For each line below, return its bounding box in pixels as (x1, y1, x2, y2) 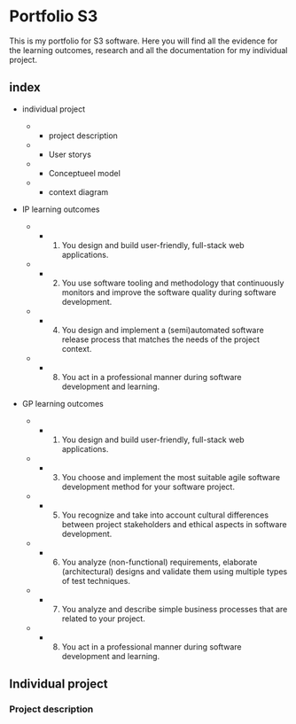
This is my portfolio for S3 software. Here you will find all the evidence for (9, 35, 278, 46)
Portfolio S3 (9, 6, 98, 27)
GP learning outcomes (21, 398, 104, 409)
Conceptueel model (48, 167, 121, 178)
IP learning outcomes (21, 204, 100, 214)
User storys (48, 149, 91, 160)
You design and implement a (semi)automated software (61, 324, 264, 335)
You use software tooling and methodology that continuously (61, 277, 284, 288)
